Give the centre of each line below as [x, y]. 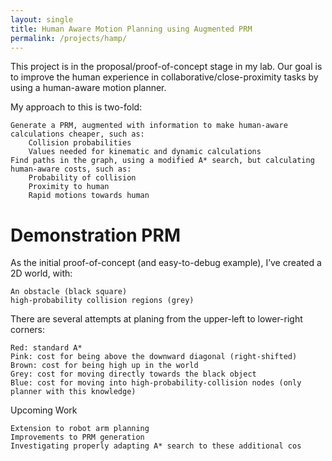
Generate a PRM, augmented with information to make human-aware [149, 126]
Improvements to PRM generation [77, 437]
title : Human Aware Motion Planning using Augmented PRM [131, 29]
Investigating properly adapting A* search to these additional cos [156, 446]
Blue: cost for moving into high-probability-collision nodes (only [156, 383]
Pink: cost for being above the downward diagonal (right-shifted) [154, 357]
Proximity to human [69, 187]
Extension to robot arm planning [80, 429]
